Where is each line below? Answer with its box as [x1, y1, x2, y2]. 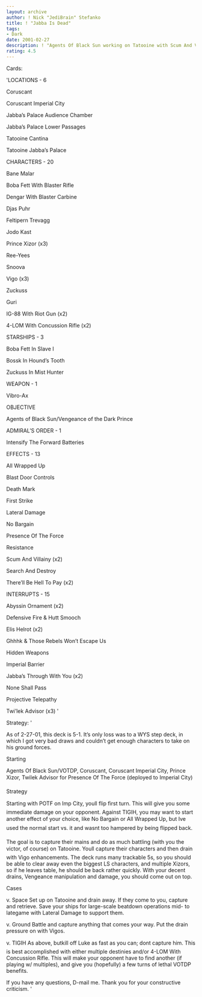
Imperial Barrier [6, 660, 45, 668]
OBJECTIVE [6, 404, 36, 411]
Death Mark [6, 485, 35, 492]
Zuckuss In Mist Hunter [6, 369, 64, 376]
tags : [6, 25, 20, 32]
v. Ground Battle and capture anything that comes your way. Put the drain [6, 920, 188, 928]
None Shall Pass [6, 684, 47, 691]
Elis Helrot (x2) [6, 625, 43, 633]
